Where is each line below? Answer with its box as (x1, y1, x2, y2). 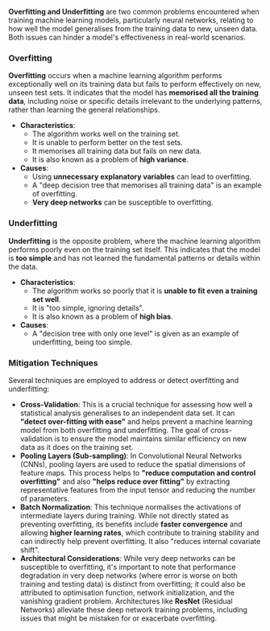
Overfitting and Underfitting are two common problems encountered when (8, 7, 260, 16)
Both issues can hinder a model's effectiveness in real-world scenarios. (8, 32, 247, 42)
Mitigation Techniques (8, 357, 98, 369)
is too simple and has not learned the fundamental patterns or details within (8, 253, 260, 262)
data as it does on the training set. (19, 442, 134, 452)
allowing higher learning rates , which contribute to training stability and (19, 527, 260, 538)
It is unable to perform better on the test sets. (31, 138, 183, 147)
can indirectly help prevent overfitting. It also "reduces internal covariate (19, 536, 261, 546)
